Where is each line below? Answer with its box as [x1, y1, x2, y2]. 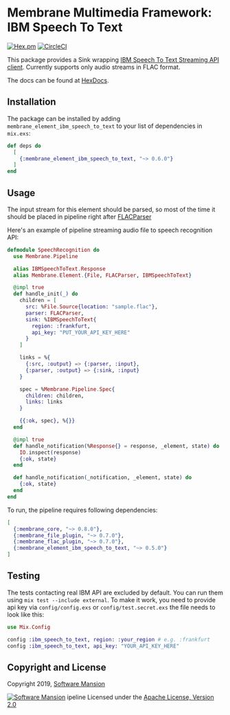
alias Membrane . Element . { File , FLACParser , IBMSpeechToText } [13, 272, 192, 279]
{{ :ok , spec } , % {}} [19, 418, 76, 425]
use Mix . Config [7, 623, 51, 630]
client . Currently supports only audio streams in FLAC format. [7, 63, 181, 71]
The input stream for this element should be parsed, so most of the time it [7, 205, 216, 213]
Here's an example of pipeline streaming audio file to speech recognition [7, 226, 213, 234]
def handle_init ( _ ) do [13, 290, 78, 297]
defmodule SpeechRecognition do [7, 246, 100, 253]
